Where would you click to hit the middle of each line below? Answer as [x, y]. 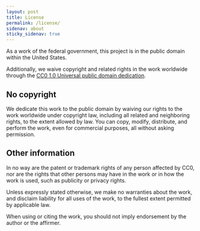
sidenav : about [25, 28]
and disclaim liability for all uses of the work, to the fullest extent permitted [98, 198]
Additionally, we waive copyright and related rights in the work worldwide [97, 69]
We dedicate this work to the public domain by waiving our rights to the [95, 109]
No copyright [31, 94]
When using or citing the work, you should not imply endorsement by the [96, 216]
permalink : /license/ [33, 23]
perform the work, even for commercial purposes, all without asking [90, 128]
